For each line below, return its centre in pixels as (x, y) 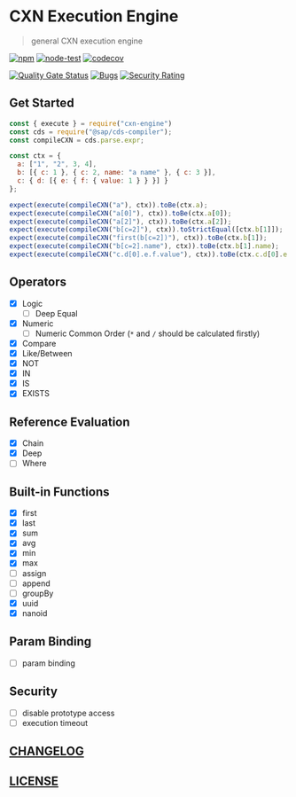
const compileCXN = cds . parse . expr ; (77, 140)
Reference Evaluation (70, 422)
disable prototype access (68, 713)
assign (34, 573)
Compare (39, 343)
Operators (38, 282)
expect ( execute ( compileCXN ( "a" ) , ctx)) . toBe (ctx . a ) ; (109, 205)
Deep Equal (56, 313)
